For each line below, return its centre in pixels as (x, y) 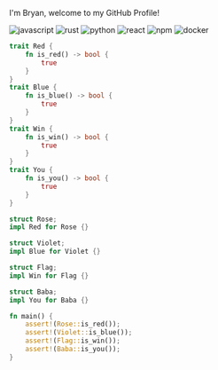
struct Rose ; (33, 219)
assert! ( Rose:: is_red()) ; (73, 324)
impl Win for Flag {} (49, 276)
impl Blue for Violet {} (55, 252)
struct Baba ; (33, 292)
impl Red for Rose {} (49, 227)
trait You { (31, 170)
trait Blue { (33, 88)
